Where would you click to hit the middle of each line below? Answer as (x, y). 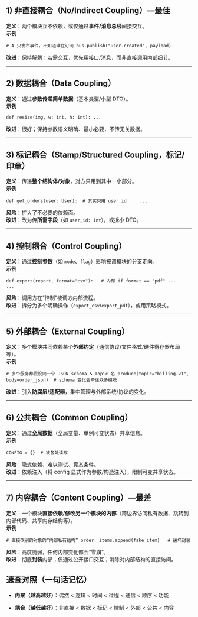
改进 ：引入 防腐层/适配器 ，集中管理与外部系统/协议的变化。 (78, 392)
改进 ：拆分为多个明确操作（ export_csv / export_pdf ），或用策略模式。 (89, 306)
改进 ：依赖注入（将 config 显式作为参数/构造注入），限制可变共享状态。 (92, 472)
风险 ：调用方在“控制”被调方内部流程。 (52, 298)
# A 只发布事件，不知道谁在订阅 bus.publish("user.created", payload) (89, 46)
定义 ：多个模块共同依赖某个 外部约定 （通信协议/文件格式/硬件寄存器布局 (93, 347)
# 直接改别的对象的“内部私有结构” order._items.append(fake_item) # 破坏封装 (98, 540)
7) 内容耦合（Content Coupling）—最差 (79, 498)
